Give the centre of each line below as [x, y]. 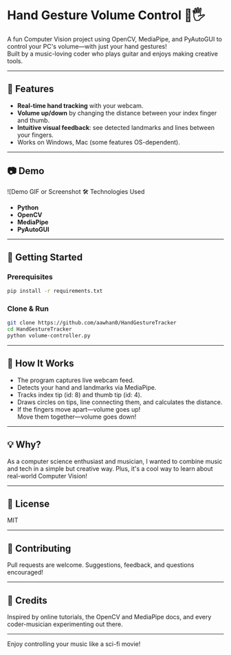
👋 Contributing [39, 548]
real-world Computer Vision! [47, 476]
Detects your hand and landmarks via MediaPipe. [87, 387]
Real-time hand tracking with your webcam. [80, 105]
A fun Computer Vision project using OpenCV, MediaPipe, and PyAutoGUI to [114, 39]
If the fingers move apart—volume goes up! [79, 409]
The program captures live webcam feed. [76, 380]
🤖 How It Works [41, 364]
